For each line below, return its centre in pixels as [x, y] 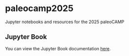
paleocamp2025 [39, 8]
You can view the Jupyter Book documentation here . [58, 48]
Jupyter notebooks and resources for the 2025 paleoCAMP [65, 22]
